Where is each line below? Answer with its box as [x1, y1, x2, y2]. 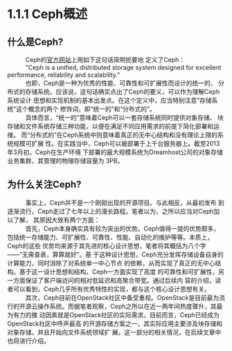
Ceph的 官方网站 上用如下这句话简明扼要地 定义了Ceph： [25, 56, 186, 64]
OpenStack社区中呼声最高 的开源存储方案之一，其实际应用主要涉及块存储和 [7, 319, 223, 328]
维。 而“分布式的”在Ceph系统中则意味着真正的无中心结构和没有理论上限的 [7, 131, 218, 139]
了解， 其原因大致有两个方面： [12, 216, 100, 224]
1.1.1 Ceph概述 [7, 6, 88, 22]
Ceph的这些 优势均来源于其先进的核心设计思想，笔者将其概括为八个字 [7, 241, 206, 249]
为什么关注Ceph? [7, 179, 82, 191]
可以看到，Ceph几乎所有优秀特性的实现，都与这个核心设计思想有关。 [12, 285, 211, 293]
